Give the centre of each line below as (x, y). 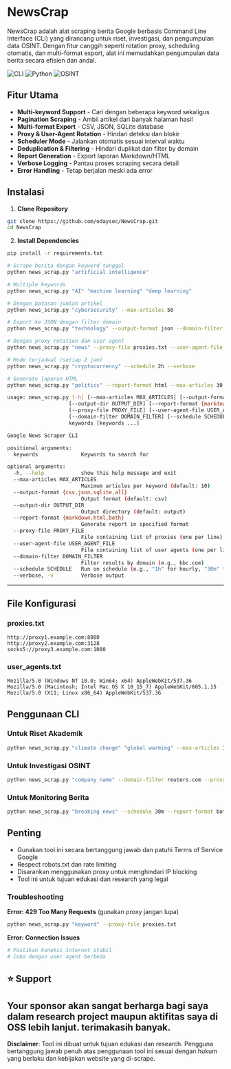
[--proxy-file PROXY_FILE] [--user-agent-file (136, 410)
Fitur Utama (33, 95)
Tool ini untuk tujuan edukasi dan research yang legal (92, 879)
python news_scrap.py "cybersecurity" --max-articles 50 (90, 310)
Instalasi (26, 192)
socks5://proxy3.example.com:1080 (57, 649)
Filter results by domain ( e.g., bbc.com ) (143, 563)
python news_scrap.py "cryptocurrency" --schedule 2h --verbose (101, 366)
